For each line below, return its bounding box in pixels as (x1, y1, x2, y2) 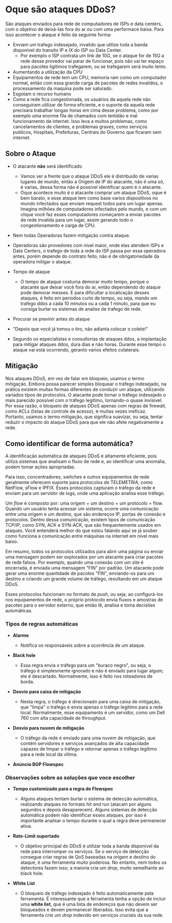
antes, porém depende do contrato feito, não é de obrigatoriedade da (12, 253, 160, 259)
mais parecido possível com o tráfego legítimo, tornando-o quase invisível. (5, 397, 163, 403)
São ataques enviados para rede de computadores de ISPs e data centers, (5, 21, 162, 27)
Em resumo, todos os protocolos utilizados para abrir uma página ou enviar (5, 548, 164, 555)
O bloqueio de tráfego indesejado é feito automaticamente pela (20, 890, 154, 896)
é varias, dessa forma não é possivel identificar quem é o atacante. (20, 184, 162, 190)
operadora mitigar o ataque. (12, 258, 72, 264)
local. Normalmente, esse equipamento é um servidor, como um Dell (20, 709, 165, 716)
